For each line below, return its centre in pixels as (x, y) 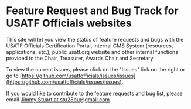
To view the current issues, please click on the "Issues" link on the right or (96, 69)
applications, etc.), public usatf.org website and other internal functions (92, 52)
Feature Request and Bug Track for (92, 11)
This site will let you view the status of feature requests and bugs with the (95, 39)
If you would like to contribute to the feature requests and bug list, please (94, 93)
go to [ (14, 76)
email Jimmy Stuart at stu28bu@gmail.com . (59, 99)
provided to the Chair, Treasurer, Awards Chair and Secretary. (80, 58)
